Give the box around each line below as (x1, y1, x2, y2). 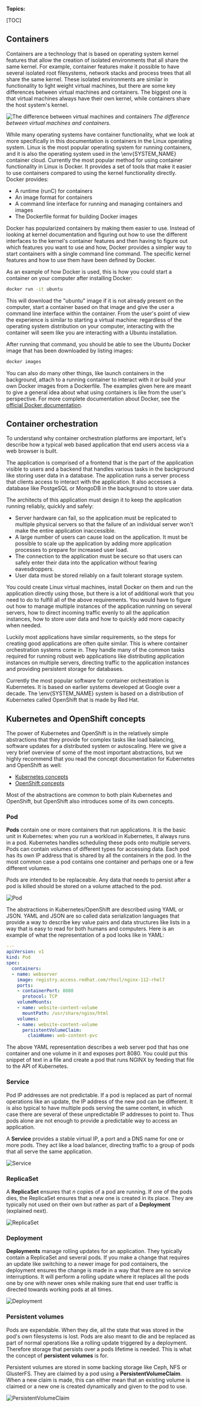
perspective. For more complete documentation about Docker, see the (6, 395, 180, 402)
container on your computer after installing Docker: (6, 274, 133, 281)
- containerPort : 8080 (17, 988, 74, 994)
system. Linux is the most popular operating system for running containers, (6, 144, 192, 151)
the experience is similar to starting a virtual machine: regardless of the (6, 316, 182, 323)
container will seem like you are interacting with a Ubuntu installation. (6, 329, 178, 336)
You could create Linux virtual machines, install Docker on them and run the (6, 583, 193, 591)
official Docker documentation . (6, 401, 83, 408)
